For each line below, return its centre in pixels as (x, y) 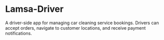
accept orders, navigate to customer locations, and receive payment (75, 28)
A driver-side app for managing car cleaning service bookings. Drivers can (82, 23)
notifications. (19, 33)
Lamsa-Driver (34, 9)
